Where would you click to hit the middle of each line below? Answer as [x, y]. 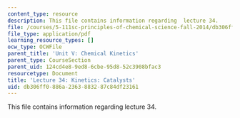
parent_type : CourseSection [49, 60]
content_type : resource [43, 14]
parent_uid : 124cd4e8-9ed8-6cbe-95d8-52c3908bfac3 [84, 67]
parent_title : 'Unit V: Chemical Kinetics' [73, 54]
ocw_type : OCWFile [35, 47]
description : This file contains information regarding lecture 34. [113, 21]
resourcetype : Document [43, 73]
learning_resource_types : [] [51, 41]
